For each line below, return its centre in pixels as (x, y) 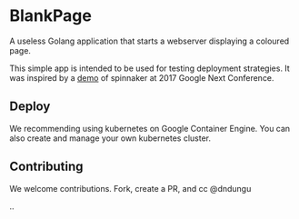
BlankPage (51, 16)
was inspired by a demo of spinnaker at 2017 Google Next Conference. (142, 77)
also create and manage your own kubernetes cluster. (110, 138)
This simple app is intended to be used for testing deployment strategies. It (150, 68)
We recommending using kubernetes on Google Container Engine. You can (150, 128)
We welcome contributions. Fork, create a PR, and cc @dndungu (130, 188)
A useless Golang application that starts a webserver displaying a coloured (149, 41)
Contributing (46, 167)
